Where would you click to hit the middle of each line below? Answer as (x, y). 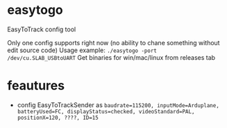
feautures (36, 86)
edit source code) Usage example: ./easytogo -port (82, 50)
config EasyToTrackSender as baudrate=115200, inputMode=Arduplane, (118, 105)
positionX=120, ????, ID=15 (58, 118)
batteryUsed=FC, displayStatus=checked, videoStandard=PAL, (106, 111)
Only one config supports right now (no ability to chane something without (113, 42)
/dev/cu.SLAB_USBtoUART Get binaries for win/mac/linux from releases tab (111, 57)
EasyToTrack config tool (42, 29)
